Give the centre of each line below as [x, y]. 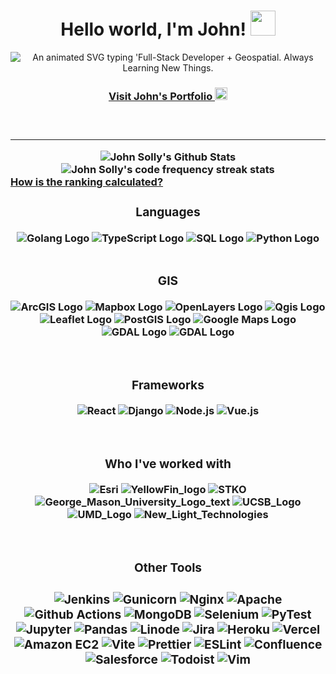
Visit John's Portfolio [160, 96]
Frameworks [168, 384]
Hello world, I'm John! [153, 29]
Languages [168, 212]
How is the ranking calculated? [87, 182]
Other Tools [168, 568]
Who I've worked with [168, 464]
